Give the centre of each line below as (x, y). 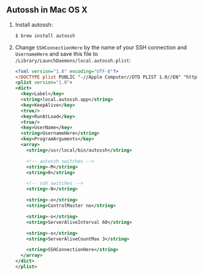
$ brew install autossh (45, 36)
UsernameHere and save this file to (56, 53)
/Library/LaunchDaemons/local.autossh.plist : (73, 60)
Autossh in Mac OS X (47, 10)
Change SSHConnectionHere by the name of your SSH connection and (101, 47)
